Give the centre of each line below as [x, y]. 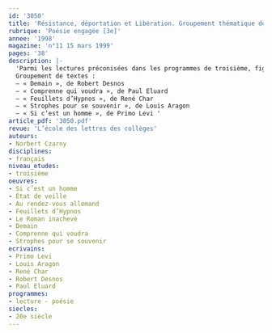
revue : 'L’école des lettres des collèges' [83, 129]
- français [27, 158]
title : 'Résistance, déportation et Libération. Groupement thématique [132, 23]
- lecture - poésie [41, 301]
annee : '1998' [32, 38]
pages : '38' [28, 53]
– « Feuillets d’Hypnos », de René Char [85, 99]
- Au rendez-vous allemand [54, 204]
